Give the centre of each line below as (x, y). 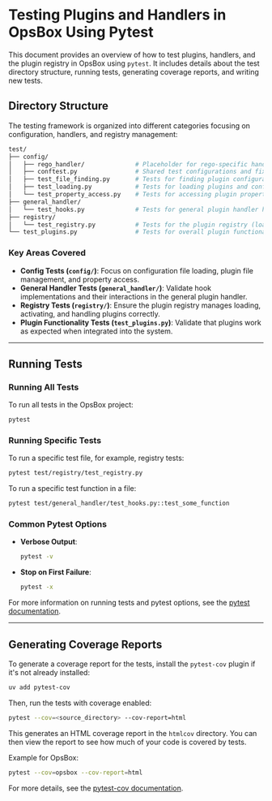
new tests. (25, 80)
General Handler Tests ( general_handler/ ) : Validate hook (116, 288)
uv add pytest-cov (39, 687)
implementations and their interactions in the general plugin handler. (134, 296)
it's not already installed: (49, 673)
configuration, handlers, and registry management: (93, 134)
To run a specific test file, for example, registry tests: (96, 458)
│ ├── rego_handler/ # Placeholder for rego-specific (128, 164)
